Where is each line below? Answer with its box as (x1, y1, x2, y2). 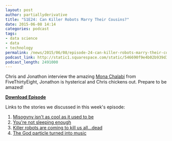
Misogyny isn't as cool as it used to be (12, 114, 94, 120)
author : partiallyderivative (5, 12, 68, 17)
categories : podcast (5, 26, 50, 32)
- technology (5, 45, 33, 50)
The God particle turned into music (12, 130, 87, 136)
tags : (5, 31, 17, 36)
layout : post (5, 7, 33, 13)
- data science (5, 36, 38, 41)
